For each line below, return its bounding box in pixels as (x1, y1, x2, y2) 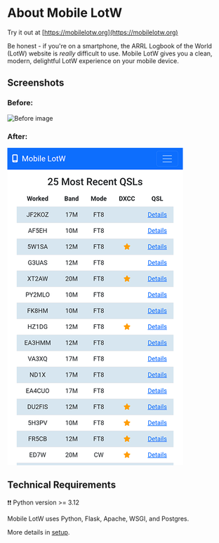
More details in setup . (7, 528, 70, 536)
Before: (7, 98, 34, 108)
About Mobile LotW (7, 5, 123, 21)
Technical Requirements (7, 479, 117, 491)
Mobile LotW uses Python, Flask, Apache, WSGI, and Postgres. (7, 514, 190, 523)
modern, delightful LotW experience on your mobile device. (7, 56, 179, 65)
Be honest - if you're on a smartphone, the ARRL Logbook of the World (7, 41, 213, 50)
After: (7, 131, 28, 141)
